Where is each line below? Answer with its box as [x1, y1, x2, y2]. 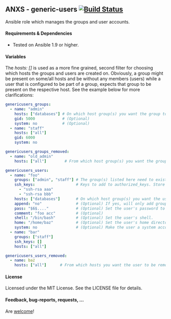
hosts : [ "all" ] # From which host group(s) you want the [14, 158, 154, 164]
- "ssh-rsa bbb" [18, 192, 53, 197]
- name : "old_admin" [10, 154, 53, 159]
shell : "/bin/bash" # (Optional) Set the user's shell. [14, 215, 154, 220]
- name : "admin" [10, 107, 44, 112]
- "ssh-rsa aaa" [18, 187, 53, 192]
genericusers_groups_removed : [5, 149, 70, 154]
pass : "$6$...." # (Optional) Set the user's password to [14, 206, 165, 211]
